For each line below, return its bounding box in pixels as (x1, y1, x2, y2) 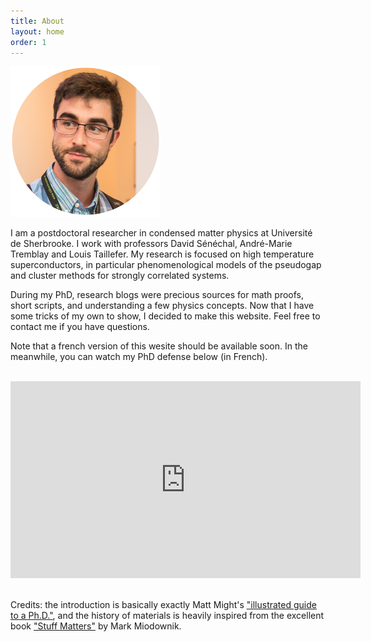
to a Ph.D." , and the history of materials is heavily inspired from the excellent (10, 609, 325, 621)
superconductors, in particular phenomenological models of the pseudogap (10, 258, 322, 270)
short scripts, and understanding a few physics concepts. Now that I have (10, 299, 315, 311)
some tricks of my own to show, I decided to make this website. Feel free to (10, 310, 321, 322)
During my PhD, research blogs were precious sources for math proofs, (10, 288, 305, 300)
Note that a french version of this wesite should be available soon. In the (10, 340, 308, 352)
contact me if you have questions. (10, 320, 150, 332)
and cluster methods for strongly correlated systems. (10, 269, 230, 281)
